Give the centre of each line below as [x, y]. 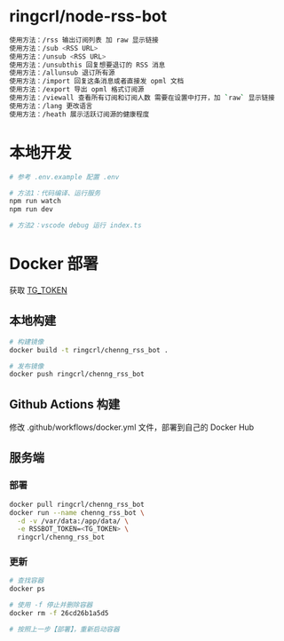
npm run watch [35, 202]
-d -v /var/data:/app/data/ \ [73, 521]
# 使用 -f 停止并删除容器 [51, 605]
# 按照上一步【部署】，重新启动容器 [64, 629]
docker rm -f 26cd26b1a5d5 [59, 613]
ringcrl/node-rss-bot [88, 16]
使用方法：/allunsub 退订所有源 [62, 73]
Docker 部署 [54, 264]
